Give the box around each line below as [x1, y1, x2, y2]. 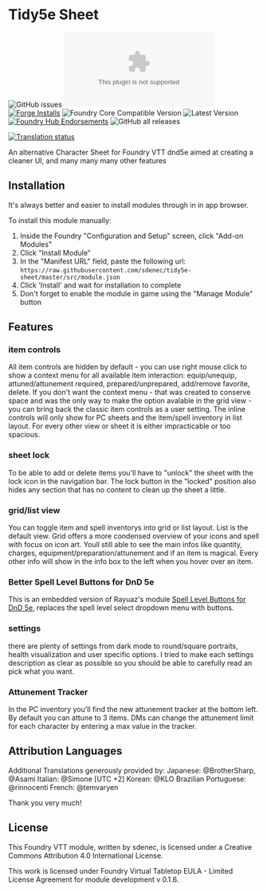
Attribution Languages [8, 745, 123, 758]
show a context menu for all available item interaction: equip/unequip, [8, 370, 238, 380]
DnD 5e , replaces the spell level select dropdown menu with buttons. [8, 603, 234, 612]
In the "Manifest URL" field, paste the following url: [19, 256, 186, 266]
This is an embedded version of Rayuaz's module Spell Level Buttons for [8, 595, 246, 604]
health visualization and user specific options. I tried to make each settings [8, 649, 254, 659]
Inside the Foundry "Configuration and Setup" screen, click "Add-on [19, 231, 244, 241]
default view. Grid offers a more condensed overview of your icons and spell [8, 531, 260, 541]
